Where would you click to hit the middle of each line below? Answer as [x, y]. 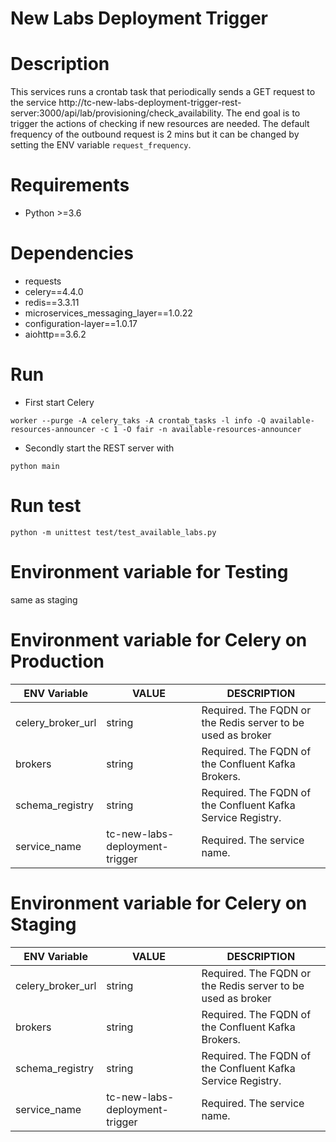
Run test [46, 506]
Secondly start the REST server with [99, 448]
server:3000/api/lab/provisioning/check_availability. [117, 113]
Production [57, 661]
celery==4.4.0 [54, 291]
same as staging [44, 599]
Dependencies [72, 253]
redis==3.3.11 [52, 302]
